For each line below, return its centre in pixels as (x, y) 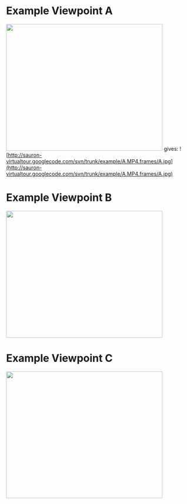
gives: (171, 149)
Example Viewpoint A (59, 11)
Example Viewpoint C (59, 358)
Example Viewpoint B (59, 198)
